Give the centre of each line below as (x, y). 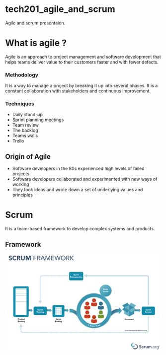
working (21, 184)
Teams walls (25, 136)
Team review (25, 125)
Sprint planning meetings (38, 120)
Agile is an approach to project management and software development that (83, 57)
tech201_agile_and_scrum (60, 9)
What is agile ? (36, 43)
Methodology (22, 74)
